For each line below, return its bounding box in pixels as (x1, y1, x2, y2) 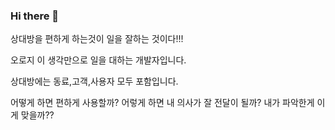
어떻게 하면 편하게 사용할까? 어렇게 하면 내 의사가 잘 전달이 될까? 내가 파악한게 (10, 97, 315, 109)
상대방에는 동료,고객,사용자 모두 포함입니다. (10, 75, 179, 88)
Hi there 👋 (10, 9, 60, 23)
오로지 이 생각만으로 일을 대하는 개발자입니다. (10, 54, 187, 66)
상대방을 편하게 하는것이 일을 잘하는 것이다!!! (10, 33, 184, 45)
